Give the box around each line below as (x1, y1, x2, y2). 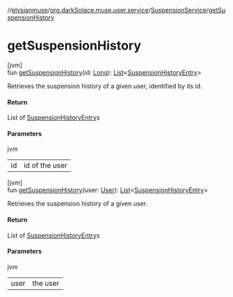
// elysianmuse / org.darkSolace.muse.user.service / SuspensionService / (7, 6, 209, 14)
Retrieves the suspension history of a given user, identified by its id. (7, 82, 203, 90)
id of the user (23, 161, 68, 171)
